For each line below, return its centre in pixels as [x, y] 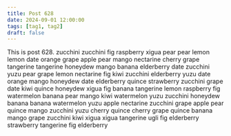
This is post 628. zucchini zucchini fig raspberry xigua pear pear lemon [109, 52]
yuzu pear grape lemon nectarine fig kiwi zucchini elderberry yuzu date [109, 74]
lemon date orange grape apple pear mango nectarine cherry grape [103, 60]
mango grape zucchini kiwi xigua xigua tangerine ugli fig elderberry [103, 118]
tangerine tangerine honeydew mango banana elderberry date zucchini [109, 67]
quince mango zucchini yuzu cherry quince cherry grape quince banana [110, 111]
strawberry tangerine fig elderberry [58, 125]
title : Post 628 [30, 13]
